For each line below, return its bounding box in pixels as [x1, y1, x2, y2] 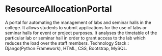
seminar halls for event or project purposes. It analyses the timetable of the [5, 30, 157, 36]
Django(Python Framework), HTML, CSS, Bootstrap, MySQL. [5, 45, 128, 51]
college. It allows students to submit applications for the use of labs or [5, 24, 147, 30]
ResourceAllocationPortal [5, 3, 112, 15]
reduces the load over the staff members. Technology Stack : [5, 40, 129, 46]
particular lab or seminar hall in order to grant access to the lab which [5, 35, 146, 41]
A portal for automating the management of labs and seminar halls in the [5, 19, 152, 25]
